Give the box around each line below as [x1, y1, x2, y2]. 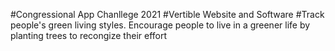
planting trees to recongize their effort [10, 30, 168, 41]
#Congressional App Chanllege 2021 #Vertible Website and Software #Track [10, 9, 325, 20]
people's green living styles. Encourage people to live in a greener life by [10, 19, 311, 31]
